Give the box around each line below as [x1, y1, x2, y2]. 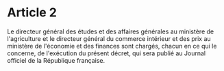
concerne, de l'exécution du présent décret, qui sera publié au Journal [7, 49, 206, 57]
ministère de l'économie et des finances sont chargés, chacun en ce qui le [7, 42, 217, 50]
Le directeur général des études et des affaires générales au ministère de [7, 27, 214, 35]
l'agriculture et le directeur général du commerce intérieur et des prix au [7, 34, 211, 42]
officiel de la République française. [7, 56, 105, 64]
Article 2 [7, 5, 57, 20]
